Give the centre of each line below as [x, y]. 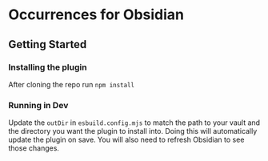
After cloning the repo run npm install [71, 84]
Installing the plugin [48, 67]
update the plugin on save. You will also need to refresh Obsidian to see [126, 140]
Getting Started [48, 44]
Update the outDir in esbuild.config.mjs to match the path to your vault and [134, 123]
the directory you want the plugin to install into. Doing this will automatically [133, 131]
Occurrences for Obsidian [96, 15]
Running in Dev [38, 105]
